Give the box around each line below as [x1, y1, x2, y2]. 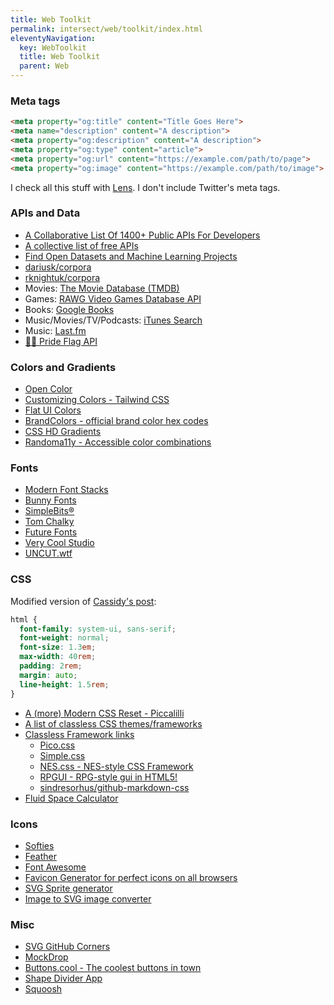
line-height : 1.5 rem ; [19, 679, 110, 690]
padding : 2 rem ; [19, 661, 83, 671]
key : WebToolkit [19, 42, 87, 53]
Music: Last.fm [24, 324, 87, 336]
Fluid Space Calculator [24, 792, 119, 804]
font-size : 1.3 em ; [19, 642, 97, 653]
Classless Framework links [24, 728, 135, 740]
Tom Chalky [24, 516, 75, 528]
